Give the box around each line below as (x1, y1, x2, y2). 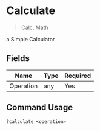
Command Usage (6, 102, 73, 113)
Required (64, 71, 92, 80)
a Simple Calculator (6, 35, 55, 43)
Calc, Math (21, 24, 48, 31)
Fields (6, 53, 30, 64)
